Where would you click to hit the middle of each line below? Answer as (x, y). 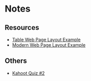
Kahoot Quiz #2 (28, 73)
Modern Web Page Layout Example (49, 45)
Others (16, 61)
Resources (22, 28)
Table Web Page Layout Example (46, 39)
